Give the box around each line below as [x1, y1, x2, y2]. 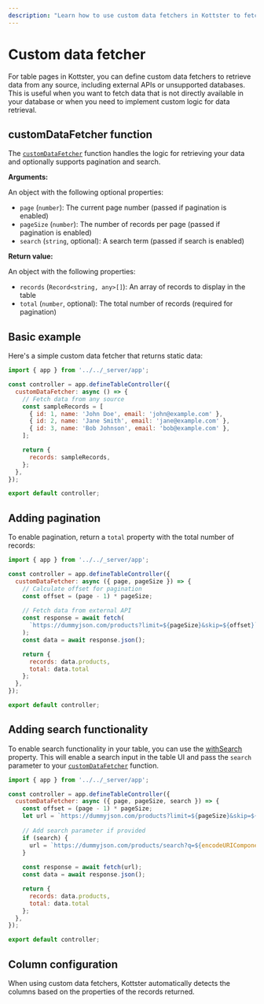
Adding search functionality [8, 723, 148, 737]
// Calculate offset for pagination [22, 585, 143, 593]
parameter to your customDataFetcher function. [8, 760, 159, 770]
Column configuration [8, 958, 119, 971]
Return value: [8, 251, 53, 261]
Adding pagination [8, 511, 101, 525]
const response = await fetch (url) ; [22, 864, 143, 872]
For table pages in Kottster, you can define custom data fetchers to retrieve [8, 72, 251, 81]
